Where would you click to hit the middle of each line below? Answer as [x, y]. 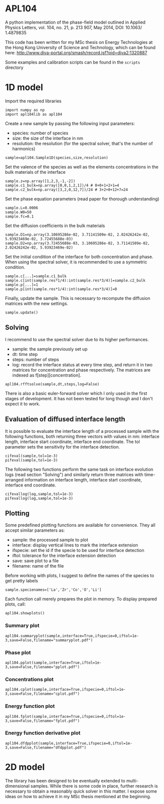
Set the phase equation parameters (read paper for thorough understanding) [82, 199]
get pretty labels [22, 581]
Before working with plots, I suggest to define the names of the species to [80, 576]
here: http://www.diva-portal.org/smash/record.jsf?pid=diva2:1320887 [76, 53]
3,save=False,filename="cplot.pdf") [42, 694]
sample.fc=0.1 [20, 216]
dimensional [17, 786]
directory [14, 67]
